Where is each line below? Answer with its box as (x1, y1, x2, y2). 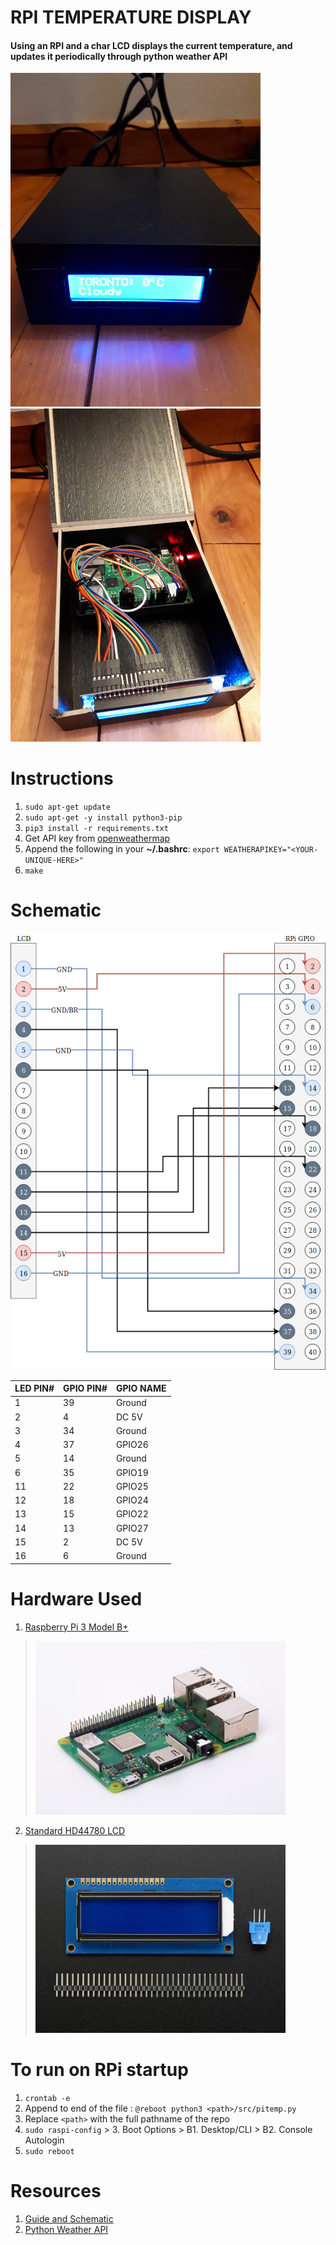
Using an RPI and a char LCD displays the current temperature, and (10, 39, 293, 51)
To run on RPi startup (10, 2058, 189, 2081)
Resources (10, 2179, 102, 2202)
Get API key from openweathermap (24, 832, 171, 844)
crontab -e (24, 2093, 71, 2103)
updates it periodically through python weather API (10, 50, 228, 62)
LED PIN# (14, 1382, 55, 1395)
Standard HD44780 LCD (24, 1825, 126, 1837)
